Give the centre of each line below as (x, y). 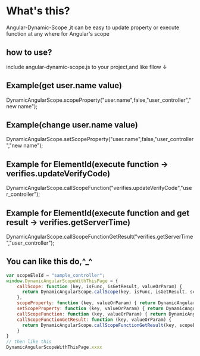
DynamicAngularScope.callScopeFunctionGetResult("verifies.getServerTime (100, 237)
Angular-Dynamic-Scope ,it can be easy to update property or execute (93, 27)
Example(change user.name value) (72, 125)
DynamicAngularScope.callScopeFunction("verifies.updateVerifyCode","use (99, 188)
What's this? (38, 11)
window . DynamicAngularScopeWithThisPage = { (62, 281)
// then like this (29, 342)
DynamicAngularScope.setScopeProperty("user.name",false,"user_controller (100, 139)
